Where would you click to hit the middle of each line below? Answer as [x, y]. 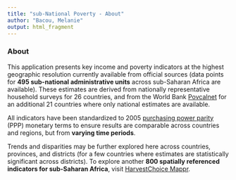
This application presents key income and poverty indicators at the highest [116, 67]
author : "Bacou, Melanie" [45, 20]
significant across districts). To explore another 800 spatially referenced [113, 161]
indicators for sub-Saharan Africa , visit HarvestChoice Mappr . [99, 169]
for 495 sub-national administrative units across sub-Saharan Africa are [114, 82]
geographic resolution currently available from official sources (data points [116, 74]
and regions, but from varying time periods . [72, 133]
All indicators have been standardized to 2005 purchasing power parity [111, 117]
